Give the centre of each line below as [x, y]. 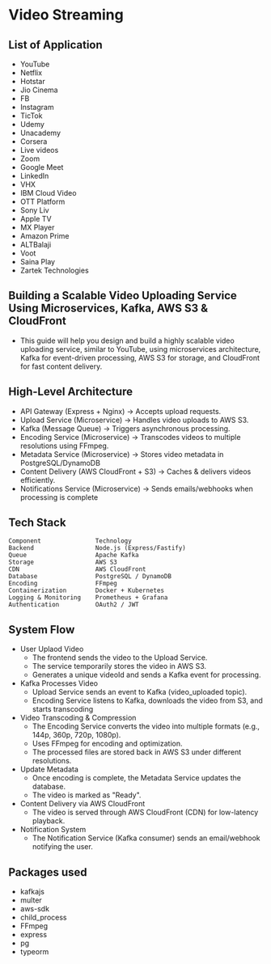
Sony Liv [35, 210]
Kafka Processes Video [59, 683]
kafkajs [32, 892]
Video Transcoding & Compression [78, 718]
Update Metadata [49, 769]
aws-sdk [35, 909]
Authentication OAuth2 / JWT [74, 605]
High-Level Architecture [71, 392]
